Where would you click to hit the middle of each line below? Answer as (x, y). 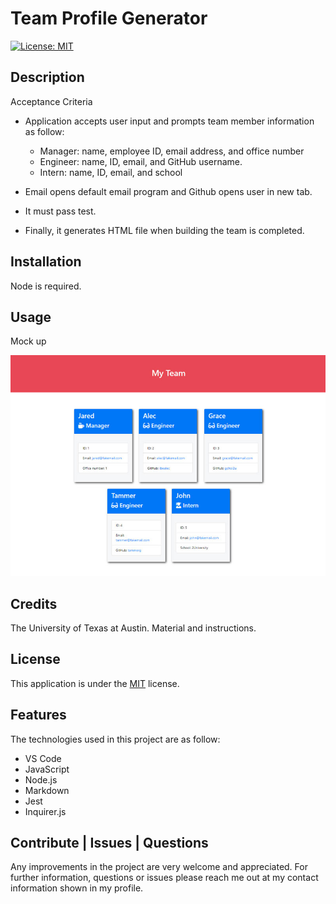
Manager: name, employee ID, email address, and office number (172, 151)
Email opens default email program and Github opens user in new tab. (168, 191)
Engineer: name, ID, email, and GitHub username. (141, 161)
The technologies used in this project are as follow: (115, 739)
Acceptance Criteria (51, 101)
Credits (34, 603)
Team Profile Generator (109, 18)
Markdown (47, 790)
